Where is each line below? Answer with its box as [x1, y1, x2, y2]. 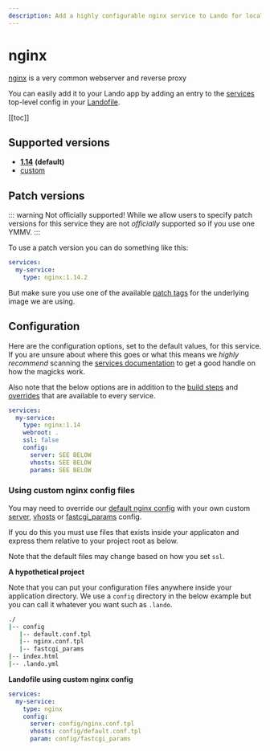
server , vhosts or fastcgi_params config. [8, 512, 142, 521]
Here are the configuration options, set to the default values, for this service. [8, 341, 262, 350]
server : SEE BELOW [29, 451, 92, 459]
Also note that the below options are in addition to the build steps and [8, 382, 239, 392]
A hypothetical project [8, 567, 85, 577]
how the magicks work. [8, 366, 86, 376]
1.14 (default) [19, 157, 65, 167]
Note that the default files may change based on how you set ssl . [8, 551, 225, 561]
